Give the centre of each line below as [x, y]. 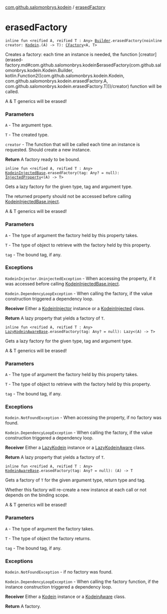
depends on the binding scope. [37, 495]
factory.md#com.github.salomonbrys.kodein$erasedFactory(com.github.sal [83, 65]
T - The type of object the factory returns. [48, 538]
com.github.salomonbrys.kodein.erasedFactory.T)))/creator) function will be [83, 86]
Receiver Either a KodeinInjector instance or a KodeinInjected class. [75, 308]
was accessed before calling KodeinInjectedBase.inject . [62, 283]
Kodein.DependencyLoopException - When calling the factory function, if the [82, 581]
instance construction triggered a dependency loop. [59, 587]
